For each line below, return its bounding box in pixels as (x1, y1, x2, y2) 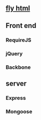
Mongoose (5, 108, 32, 115)
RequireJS (5, 36, 31, 44)
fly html (5, 4, 30, 13)
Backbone (5, 63, 31, 70)
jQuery (5, 50, 23, 57)
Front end (5, 21, 36, 30)
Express (5, 94, 26, 101)
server (5, 79, 27, 88)
